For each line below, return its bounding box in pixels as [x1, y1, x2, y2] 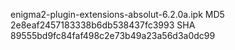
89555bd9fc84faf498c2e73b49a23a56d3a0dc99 [10, 30, 216, 41]
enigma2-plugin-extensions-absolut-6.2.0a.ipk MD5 [10, 9, 225, 20]
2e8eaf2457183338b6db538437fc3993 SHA [10, 19, 196, 31]
